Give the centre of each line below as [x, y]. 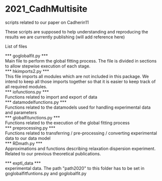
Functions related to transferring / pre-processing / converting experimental [81, 133]
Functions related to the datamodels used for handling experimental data [78, 107]
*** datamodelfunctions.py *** [36, 102]
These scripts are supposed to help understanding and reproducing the [77, 32]
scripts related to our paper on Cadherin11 [47, 22]
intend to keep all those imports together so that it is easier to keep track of [80, 82]
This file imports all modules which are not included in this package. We [77, 76]
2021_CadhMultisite [46, 9]
